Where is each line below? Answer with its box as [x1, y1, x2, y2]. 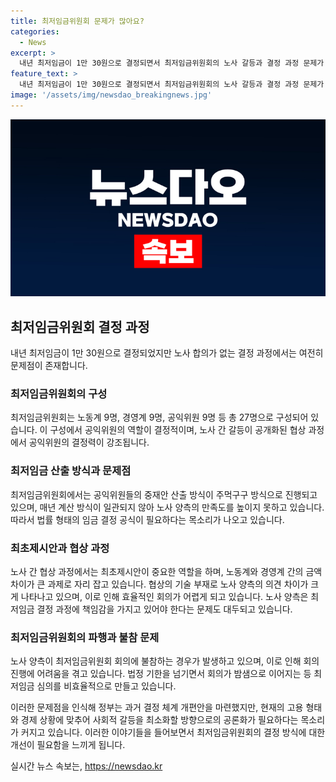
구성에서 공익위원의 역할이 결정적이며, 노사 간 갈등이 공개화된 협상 [49, 424, 307, 436]
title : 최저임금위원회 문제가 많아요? [10, 16, 145, 26]
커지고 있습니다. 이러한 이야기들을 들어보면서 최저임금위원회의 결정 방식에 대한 [20, 726, 326, 739]
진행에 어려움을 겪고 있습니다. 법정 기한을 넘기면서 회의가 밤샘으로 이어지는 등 [10, 668, 312, 680]
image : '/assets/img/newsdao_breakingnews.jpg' [10, 90, 213, 100]
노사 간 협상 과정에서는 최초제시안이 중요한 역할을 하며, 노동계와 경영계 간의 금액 [10, 565, 323, 577]
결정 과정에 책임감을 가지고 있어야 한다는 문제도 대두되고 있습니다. [36, 603, 293, 615]
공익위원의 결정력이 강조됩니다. [28, 436, 150, 449]
